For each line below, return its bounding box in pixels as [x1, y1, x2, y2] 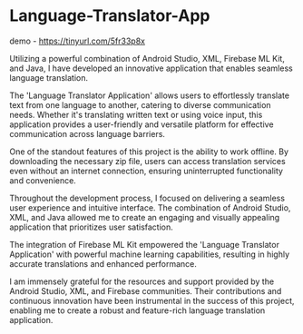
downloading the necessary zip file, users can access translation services [9, 155, 286, 166]
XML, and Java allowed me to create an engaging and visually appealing [9, 211, 280, 222]
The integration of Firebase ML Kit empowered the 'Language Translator [9, 239, 279, 250]
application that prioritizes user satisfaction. [9, 221, 174, 232]
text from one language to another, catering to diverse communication [9, 99, 271, 110]
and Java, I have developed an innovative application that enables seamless [9, 63, 293, 74]
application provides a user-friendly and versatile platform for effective [9, 119, 274, 130]
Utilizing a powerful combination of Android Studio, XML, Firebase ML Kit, [9, 53, 286, 64]
